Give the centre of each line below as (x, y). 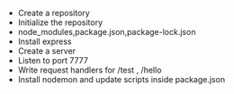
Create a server (47, 51)
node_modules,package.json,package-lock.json (107, 32)
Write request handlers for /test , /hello (90, 70)
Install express (45, 41)
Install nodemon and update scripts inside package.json (121, 79)
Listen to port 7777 (53, 60)
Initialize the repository (60, 22)
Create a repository (54, 13)
